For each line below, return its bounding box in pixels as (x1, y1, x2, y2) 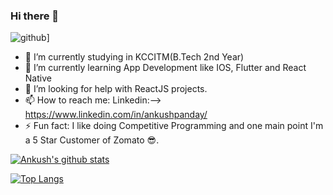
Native (24, 72, 52, 84)
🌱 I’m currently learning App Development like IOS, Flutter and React (24, 62, 307, 74)
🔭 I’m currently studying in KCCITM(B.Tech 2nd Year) (24, 51, 245, 63)
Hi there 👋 (10, 9, 60, 23)
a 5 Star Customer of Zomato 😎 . (24, 134, 160, 146)
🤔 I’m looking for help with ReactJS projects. (24, 83, 208, 95)
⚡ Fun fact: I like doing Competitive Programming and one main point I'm (24, 120, 324, 132)
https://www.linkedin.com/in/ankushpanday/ (24, 109, 208, 121)
